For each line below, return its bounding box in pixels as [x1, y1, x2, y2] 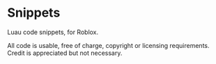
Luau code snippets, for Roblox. [7, 28, 99, 36]
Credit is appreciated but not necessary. [7, 49, 123, 57]
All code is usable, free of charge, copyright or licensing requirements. [7, 41, 210, 49]
